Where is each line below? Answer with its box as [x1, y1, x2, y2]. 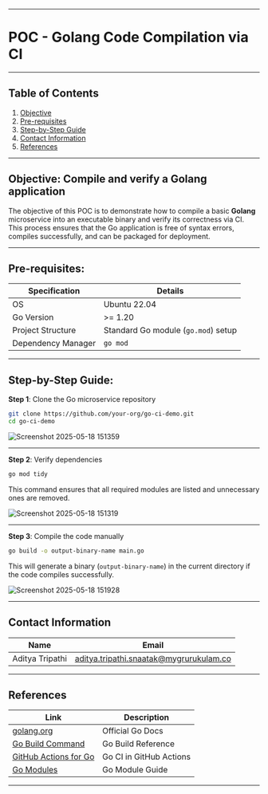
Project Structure [12, 324, 77, 336]
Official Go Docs [102, 725, 164, 737]
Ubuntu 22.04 [103, 299, 157, 310]
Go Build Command [12, 738, 85, 749]
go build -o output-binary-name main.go [8, 547, 145, 555]
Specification [27, 285, 81, 297]
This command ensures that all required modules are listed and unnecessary [8, 484, 260, 494]
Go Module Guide [102, 765, 168, 776]
